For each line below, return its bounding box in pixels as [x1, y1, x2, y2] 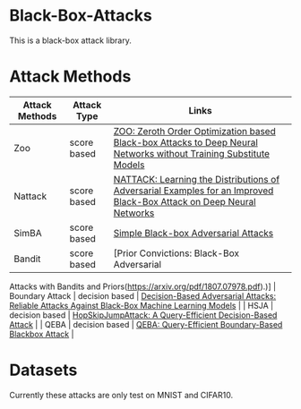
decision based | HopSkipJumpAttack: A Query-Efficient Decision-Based [9, 310, 278, 320]
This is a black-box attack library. [9, 35, 132, 46]
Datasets [9, 360, 78, 380]
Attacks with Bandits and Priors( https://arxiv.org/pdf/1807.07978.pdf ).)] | [9, 281, 276, 292]
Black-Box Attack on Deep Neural [113, 195, 257, 208]
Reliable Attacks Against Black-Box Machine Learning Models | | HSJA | [9, 300, 274, 311]
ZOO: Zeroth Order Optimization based [113, 124, 276, 137]
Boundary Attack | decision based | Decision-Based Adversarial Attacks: [9, 290, 277, 301]
